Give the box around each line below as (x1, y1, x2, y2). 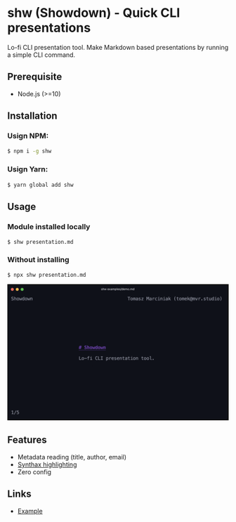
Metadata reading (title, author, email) (17, 452, 127, 461)
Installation (7, 110, 58, 122)
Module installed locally (7, 221, 91, 231)
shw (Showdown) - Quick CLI (7, 5, 181, 21)
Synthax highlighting (17, 460, 77, 469)
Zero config (17, 467, 51, 476)
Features (7, 434, 47, 446)
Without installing (7, 255, 70, 265)
